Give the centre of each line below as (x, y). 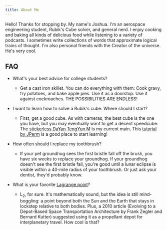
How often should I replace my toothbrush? (57, 144)
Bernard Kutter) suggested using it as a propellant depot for (81, 217)
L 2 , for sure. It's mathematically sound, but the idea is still (79, 195)
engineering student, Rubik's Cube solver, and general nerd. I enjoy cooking (83, 29)
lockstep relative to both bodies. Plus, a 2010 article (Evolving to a (88, 206)
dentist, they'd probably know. (51, 175)
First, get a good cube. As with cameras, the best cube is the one (87, 118)
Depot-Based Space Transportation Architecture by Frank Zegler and (91, 211)
